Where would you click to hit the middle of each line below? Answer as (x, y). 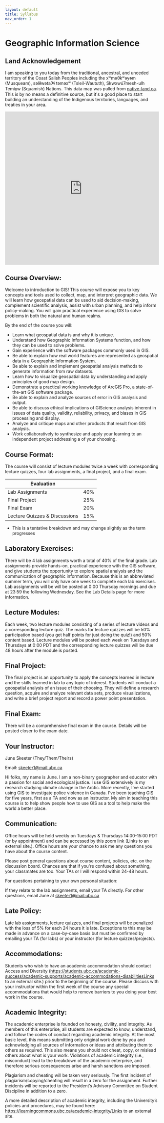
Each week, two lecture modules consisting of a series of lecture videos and (82, 624)
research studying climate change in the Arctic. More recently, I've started (80, 788)
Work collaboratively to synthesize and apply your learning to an (77, 434)
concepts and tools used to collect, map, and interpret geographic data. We (81, 295)
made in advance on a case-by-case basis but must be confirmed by (74, 933)
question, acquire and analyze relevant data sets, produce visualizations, (78, 693)
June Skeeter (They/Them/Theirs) (39, 758)
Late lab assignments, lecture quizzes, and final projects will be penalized (79, 923)
